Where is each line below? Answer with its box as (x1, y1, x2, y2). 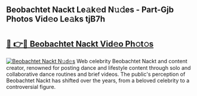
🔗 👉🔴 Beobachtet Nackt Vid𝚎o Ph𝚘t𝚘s (6, 39, 154, 49)
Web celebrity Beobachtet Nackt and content (76, 58, 188, 64)
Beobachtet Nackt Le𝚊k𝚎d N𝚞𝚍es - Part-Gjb (6, 5, 174, 15)
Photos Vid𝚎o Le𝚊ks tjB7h (6, 14, 106, 24)
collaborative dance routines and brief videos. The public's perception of (6, 71, 186, 78)
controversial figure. (6, 83, 56, 90)
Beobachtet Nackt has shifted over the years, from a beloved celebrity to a (6, 77, 190, 84)
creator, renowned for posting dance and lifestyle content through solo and (6, 64, 191, 71)
